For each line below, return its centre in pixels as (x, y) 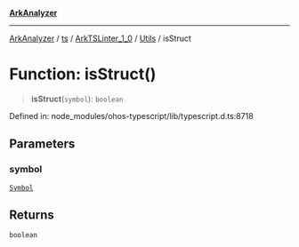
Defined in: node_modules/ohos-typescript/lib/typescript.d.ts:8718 (131, 116)
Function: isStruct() (83, 74)
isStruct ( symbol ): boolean (77, 99)
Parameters (42, 144)
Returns (32, 215)
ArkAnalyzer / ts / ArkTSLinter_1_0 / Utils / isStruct (100, 38)
